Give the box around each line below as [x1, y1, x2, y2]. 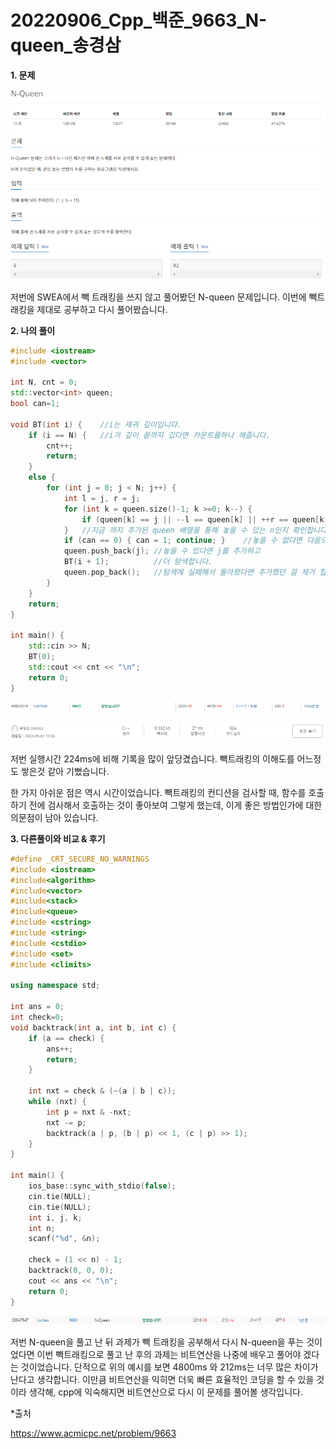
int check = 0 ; [10, 1012, 65, 1023]
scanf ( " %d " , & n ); [28, 1234, 101, 1244]
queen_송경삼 [10, 34, 122, 57]
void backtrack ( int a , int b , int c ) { [10, 1022, 177, 1033]
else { [28, 472, 56, 483]
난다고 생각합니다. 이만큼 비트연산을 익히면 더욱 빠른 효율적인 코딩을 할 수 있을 [10, 1373, 315, 1385]
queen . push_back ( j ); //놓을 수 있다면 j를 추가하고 [63, 546, 261, 556]
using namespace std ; [10, 981, 101, 991]
